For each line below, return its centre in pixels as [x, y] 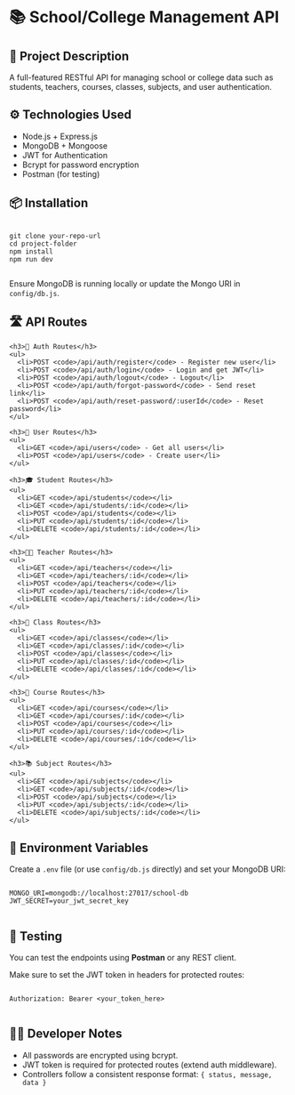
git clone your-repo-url [55, 236]
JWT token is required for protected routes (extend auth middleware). [149, 1065]
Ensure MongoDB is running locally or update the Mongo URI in [125, 283]
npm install [31, 251]
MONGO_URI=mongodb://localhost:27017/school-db [99, 894]
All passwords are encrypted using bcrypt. [100, 1055]
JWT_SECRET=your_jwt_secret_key [69, 901]
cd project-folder [43, 244]
